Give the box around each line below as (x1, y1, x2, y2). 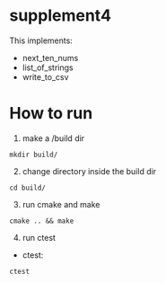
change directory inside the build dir (22, 165, 157, 176)
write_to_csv (22, 71, 69, 82)
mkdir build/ (9, 150, 58, 159)
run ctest (22, 232, 57, 243)
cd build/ (9, 183, 47, 192)
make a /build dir (22, 132, 85, 144)
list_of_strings (22, 62, 74, 73)
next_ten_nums (22, 52, 79, 63)
